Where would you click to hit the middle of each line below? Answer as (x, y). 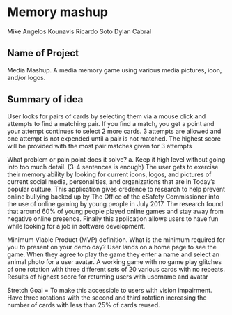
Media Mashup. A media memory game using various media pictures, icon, (115, 70)
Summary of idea (45, 99)
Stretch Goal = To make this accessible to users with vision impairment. (110, 290)
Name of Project (43, 53)
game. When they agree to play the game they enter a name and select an (114, 254)
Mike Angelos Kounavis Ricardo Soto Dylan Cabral (79, 31)
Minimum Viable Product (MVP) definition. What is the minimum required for (116, 239)
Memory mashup (57, 12)
